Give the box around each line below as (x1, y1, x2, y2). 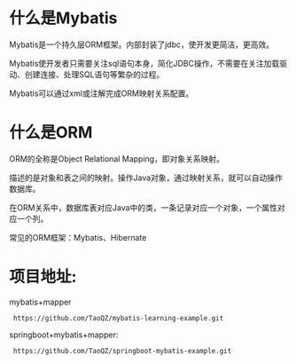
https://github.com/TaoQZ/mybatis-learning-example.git (12, 313, 224, 322)
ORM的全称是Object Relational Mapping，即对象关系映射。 (9, 153, 224, 164)
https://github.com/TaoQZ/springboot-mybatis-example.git (12, 346, 232, 355)
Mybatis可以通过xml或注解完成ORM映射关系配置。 (9, 88, 194, 99)
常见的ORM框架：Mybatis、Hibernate (9, 232, 147, 242)
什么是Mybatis (9, 8, 118, 28)
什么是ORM (9, 123, 93, 143)
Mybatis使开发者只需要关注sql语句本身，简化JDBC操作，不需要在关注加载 (9, 58, 280, 68)
